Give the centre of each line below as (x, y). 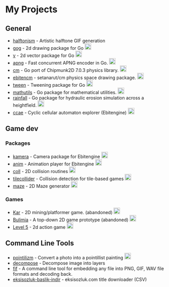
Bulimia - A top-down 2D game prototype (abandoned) (71, 220)
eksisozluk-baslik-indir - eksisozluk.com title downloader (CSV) (80, 279)
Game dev (22, 129)
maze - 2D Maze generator (41, 186)
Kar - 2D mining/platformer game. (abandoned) (62, 212)
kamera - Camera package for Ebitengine (56, 156)
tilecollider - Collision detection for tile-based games (68, 179)
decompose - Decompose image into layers (59, 263)
